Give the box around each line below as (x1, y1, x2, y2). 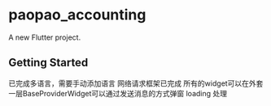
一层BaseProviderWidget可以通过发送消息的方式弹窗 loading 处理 (8, 88, 228, 98)
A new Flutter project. (8, 32, 81, 42)
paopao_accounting (8, 6, 146, 24)
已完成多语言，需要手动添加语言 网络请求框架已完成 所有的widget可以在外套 (8, 78, 264, 88)
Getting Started (8, 56, 89, 70)
